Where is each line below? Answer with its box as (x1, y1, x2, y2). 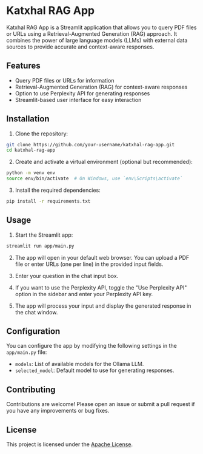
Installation (6, 113, 50, 124)
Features (6, 61, 41, 71)
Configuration (6, 326, 61, 337)
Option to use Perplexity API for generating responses (15, 89, 150, 97)
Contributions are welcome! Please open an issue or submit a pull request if (6, 401, 195, 408)
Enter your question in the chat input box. (15, 272, 119, 279)
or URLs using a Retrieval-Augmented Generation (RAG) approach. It (6, 30, 178, 37)
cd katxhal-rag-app (6, 147, 56, 154)
